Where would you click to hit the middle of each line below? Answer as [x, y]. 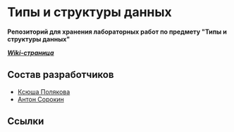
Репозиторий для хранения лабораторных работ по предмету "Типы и [117, 32]
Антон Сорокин [41, 99]
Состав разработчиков [61, 75]
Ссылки [26, 121]
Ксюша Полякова [44, 91]
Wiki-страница [31, 53]
